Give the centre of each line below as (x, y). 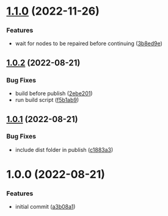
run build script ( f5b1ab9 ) (47, 100)
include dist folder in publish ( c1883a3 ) (64, 149)
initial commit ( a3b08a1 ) (45, 207)
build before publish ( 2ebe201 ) (54, 93)
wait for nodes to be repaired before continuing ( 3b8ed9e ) (89, 43)
